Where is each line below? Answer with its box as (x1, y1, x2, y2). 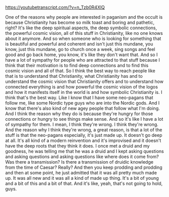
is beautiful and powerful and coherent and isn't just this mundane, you (5, 41, 153, 47)
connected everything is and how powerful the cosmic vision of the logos (5, 84, 158, 90)
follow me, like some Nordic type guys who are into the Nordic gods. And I (5, 100, 160, 106)
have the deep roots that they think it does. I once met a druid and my (5, 143, 150, 149)
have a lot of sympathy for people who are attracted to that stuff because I (5, 57, 160, 63)
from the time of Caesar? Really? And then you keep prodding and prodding (5, 164, 162, 170)
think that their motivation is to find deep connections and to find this (5, 63, 149, 68)
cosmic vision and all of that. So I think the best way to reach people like (5, 68, 155, 74)
